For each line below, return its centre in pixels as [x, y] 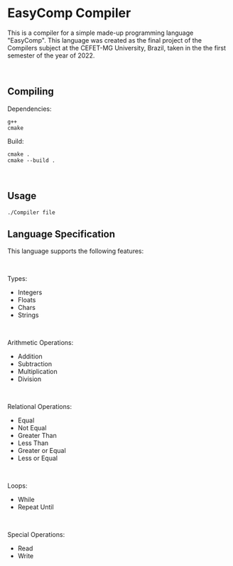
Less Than [33, 443]
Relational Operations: [40, 407]
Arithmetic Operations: [40, 343]
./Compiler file [31, 212]
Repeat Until [36, 507]
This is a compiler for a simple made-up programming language [101, 33]
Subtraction [34, 364]
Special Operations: [36, 535]
